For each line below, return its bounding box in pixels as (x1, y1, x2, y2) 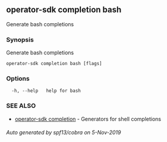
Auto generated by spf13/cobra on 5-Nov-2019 (6, 129, 121, 136)
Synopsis (6, 35, 34, 44)
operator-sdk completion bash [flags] (6, 61, 102, 67)
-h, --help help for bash (11, 88, 81, 94)
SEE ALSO (6, 101, 36, 110)
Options (6, 75, 30, 83)
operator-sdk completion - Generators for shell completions (14, 115, 162, 122)
